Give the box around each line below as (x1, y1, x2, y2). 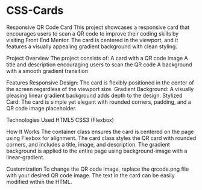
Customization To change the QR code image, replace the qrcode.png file (6, 165, 189, 173)
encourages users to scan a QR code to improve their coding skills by (6, 30, 179, 37)
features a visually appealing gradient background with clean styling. (6, 43, 178, 50)
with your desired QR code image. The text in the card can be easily (6, 171, 175, 179)
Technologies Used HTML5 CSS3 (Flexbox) (6, 116, 115, 124)
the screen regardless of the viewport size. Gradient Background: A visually (6, 85, 194, 92)
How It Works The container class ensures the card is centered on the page (6, 128, 194, 135)
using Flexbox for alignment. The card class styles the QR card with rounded (6, 134, 197, 142)
